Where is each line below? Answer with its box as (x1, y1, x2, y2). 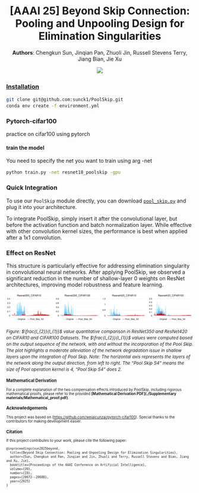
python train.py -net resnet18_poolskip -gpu (6, 169, 121, 176)
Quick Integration (6, 184, 58, 192)
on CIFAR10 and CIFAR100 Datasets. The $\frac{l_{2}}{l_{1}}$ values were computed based (6, 335, 193, 341)
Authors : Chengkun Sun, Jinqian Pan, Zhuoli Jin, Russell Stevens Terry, (12, 49, 188, 56)
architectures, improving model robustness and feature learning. (6, 281, 164, 288)
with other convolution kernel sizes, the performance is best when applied (6, 227, 188, 235)
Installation (6, 82, 40, 90)
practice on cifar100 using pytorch (6, 131, 90, 138)
